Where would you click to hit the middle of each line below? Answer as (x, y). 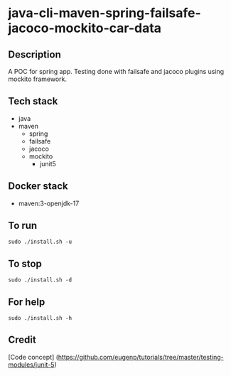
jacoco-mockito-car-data (85, 28)
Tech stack (33, 101)
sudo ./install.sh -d (40, 280)
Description (34, 54)
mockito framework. (37, 79)
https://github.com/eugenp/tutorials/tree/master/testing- (141, 357)
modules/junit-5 (31, 365)
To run (23, 226)
